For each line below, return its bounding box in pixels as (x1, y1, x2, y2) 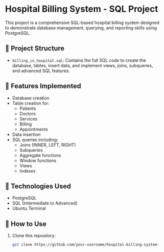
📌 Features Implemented (5, 82, 81, 90)
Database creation (12, 95, 50, 101)
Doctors (19, 110, 36, 116)
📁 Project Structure (5, 44, 65, 52)
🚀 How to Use (5, 220, 47, 228)
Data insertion (12, 131, 41, 137)
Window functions (19, 157, 56, 163)
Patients (19, 105, 36, 111)
